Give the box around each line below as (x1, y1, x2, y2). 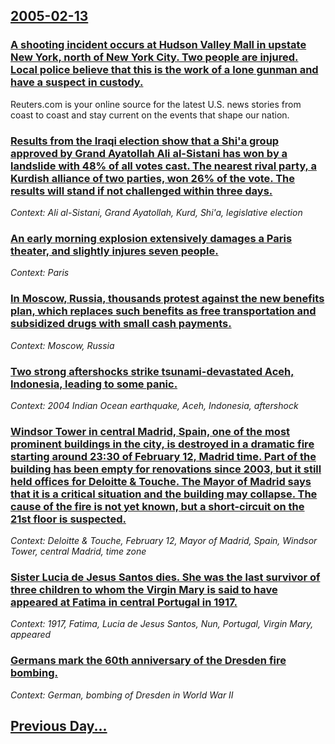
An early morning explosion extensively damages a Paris (10, 231, 293, 245)
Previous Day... (10, 718, 108, 735)
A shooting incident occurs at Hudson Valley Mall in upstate (10, 38, 307, 52)
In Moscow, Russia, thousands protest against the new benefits (10, 292, 325, 306)
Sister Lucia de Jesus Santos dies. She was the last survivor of (10, 570, 321, 584)
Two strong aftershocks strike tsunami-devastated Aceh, (10, 364, 295, 378)
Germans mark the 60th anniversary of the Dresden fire (10, 654, 287, 668)
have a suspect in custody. (10, 75, 144, 89)
